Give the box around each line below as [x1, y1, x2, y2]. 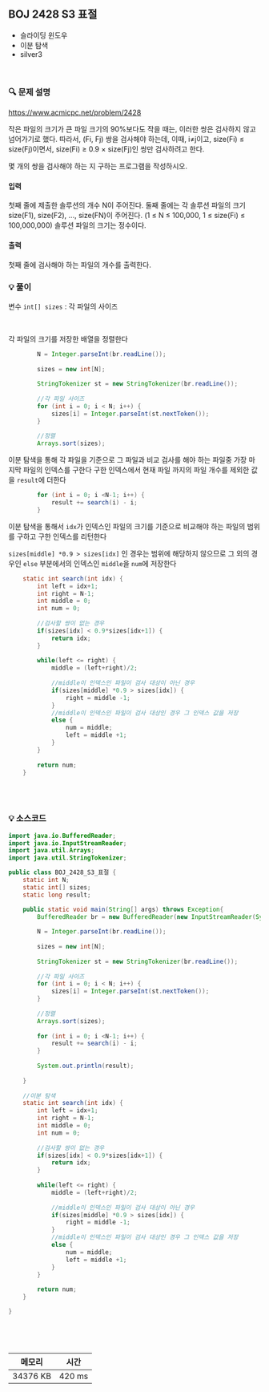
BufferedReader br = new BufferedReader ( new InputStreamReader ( [37, 912, 256, 921]
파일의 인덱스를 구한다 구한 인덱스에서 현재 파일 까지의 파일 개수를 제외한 [22, 465, 250, 475]
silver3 [19, 49, 42, 59]
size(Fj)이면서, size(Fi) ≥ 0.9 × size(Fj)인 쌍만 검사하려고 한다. [8, 144, 205, 154]
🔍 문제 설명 [8, 87, 50, 98]
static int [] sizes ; [22, 883, 91, 892]
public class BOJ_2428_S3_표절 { [8, 868, 117, 876]
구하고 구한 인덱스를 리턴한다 [16, 532, 107, 541]
